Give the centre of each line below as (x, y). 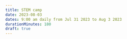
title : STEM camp (24, 10)
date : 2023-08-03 (24, 15)
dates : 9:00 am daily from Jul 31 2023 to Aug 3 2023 (64, 19)
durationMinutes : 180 (28, 24)
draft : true (18, 29)
